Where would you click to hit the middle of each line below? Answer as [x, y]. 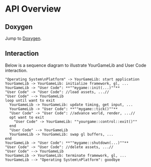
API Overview [33, 9]
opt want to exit [27, 117]
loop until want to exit [30, 100]
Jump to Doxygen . [23, 38]
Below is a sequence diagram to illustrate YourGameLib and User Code [76, 65]
